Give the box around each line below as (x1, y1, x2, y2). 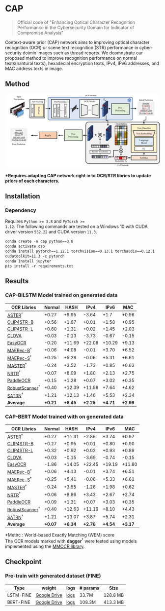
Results (5, 277, 29, 285)
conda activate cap (5, 244, 45, 249)
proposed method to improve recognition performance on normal (5, 55, 137, 61)
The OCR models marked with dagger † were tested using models (5, 537, 137, 544)
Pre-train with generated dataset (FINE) (5, 573, 101, 579)
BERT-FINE (7, 599, 30, 605)
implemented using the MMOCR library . (5, 543, 85, 549)
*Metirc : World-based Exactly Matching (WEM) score (5, 532, 114, 538)
